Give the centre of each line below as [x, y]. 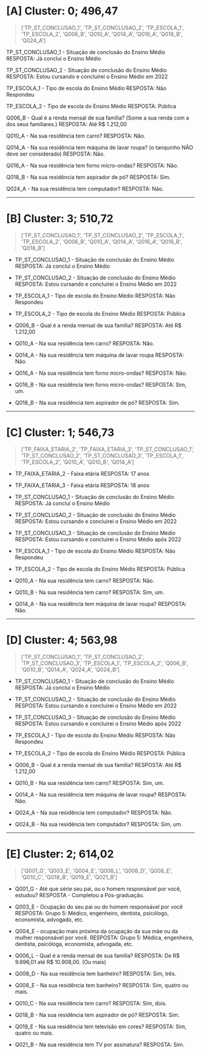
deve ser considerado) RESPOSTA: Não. [56, 154]
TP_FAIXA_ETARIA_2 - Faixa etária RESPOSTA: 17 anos [82, 473]
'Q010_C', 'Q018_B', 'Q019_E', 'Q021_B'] [69, 877]
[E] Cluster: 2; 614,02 [60, 854]
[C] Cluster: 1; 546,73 [60, 433]
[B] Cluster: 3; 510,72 [60, 219]
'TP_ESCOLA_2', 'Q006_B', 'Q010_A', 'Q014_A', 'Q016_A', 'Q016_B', [101, 241]
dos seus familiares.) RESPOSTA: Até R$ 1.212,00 [67, 124]
